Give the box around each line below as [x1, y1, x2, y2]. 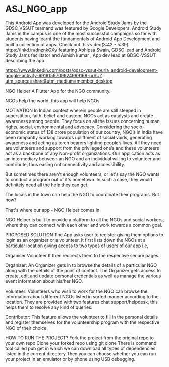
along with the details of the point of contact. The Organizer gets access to [5, 267, 161, 273]
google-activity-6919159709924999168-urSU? [5, 72, 102, 78]
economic [5, 129, 26, 135]
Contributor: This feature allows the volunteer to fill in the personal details [5, 314, 158, 320]
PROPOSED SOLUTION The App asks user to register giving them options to [5, 231, 164, 238]
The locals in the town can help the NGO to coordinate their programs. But [5, 191, 160, 197]
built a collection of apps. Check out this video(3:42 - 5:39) [5, 41, 129, 47]
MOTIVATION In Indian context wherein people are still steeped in [5, 107, 141, 113]
